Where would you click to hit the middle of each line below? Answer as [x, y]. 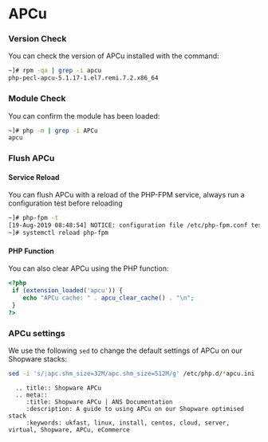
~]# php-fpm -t [33, 218]
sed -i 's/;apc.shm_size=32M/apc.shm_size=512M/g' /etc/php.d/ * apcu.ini [132, 374]
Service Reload [34, 177]
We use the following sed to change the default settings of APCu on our [126, 350]
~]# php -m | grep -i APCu [53, 131]
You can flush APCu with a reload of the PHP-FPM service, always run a [126, 195]
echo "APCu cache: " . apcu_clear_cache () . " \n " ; [108, 298]
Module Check [37, 99]
